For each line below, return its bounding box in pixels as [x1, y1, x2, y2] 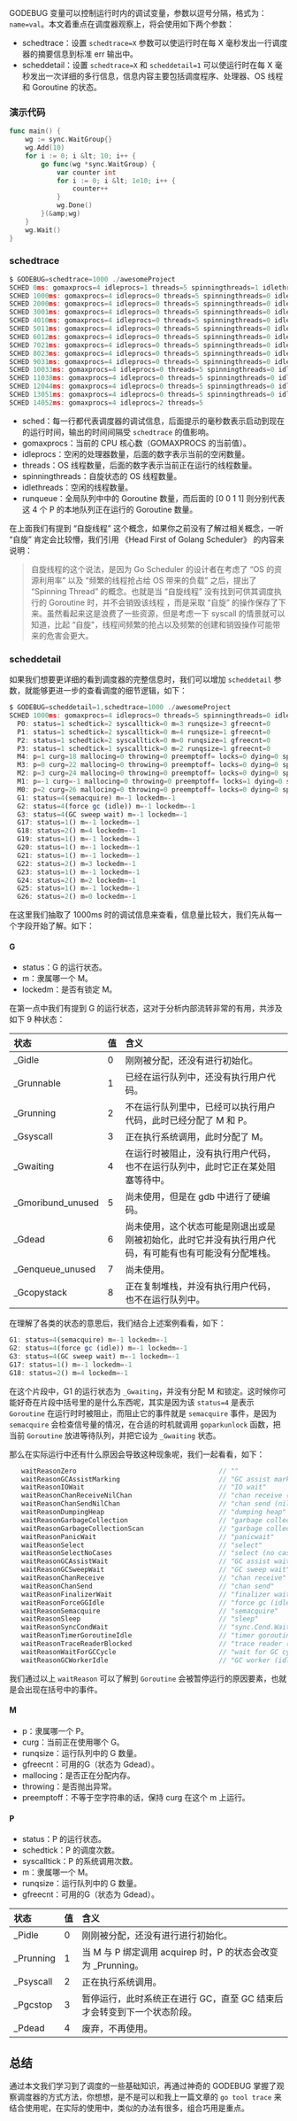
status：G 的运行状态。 [21, 962, 108, 972]
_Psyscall [13, 1976, 53, 1988]
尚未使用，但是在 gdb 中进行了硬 [125, 1190, 263, 1203]
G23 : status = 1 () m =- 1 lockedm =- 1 [17, 867, 141, 877]
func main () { [9, 127, 62, 135]
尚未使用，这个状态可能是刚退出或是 [125, 1220, 277, 1233]
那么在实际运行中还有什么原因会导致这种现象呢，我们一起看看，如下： [9, 1449, 265, 1459]
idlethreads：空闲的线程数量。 [21, 482, 133, 492]
